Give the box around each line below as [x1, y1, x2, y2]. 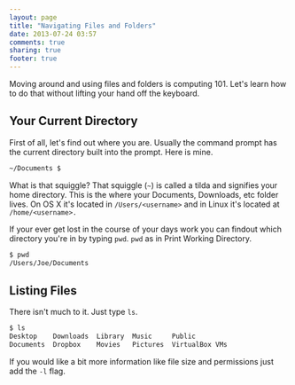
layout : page [9, 12, 58, 22]
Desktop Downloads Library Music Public [9, 332, 197, 342]
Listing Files [9, 283, 78, 298]
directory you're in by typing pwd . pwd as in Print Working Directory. [9, 232, 252, 244]
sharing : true [9, 46, 62, 55]
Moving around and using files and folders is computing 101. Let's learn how [9, 79, 287, 89]
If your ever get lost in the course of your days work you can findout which [9, 224, 282, 234]
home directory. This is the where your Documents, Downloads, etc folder [9, 189, 279, 200]
